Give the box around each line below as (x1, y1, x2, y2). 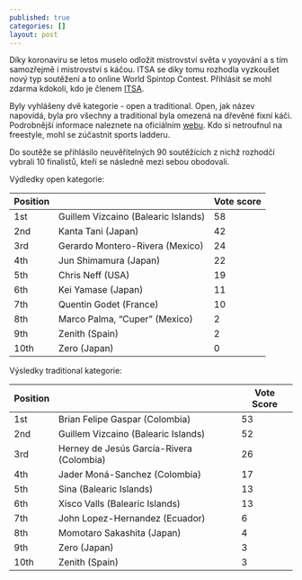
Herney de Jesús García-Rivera (58, 442, 193, 455)
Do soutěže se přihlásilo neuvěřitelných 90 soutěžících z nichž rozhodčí (9, 147, 276, 158)
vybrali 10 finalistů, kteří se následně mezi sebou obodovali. (9, 157, 230, 168)
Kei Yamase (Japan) (58, 284, 144, 296)
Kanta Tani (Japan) (58, 225, 139, 238)
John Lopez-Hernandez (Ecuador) (58, 512, 206, 525)
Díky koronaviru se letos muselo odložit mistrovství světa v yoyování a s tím (9, 55, 289, 66)
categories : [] (9, 22, 67, 31)
